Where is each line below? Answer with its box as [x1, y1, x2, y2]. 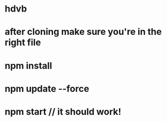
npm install [5, 60, 52, 71]
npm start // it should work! [5, 106, 122, 117]
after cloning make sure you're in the [5, 26, 162, 38]
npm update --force [5, 83, 89, 94]
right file [5, 37, 41, 48]
